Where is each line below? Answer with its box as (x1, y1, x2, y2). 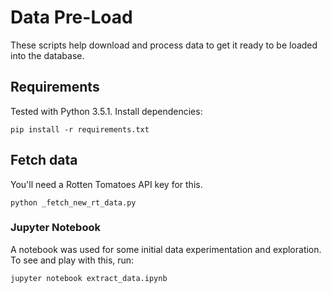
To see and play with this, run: (10, 254, 135, 266)
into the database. (10, 49, 85, 61)
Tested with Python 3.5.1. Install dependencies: (10, 105, 203, 117)
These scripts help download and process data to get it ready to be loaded (10, 39, 318, 51)
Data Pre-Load (10, 6, 133, 29)
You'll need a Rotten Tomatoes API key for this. (10, 178, 203, 190)
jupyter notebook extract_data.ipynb (10, 273, 168, 283)
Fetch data (10, 152, 78, 169)
